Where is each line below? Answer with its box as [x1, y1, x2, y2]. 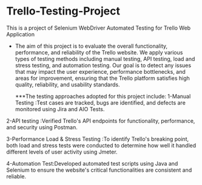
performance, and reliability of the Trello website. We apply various [15, 48, 183, 56]
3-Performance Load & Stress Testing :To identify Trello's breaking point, [6, 135, 189, 143]
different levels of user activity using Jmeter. [6, 148, 118, 155]
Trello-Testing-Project [6, 4, 120, 18]
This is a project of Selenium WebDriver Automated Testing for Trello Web [6, 24, 191, 31]
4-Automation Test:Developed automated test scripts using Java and [6, 160, 178, 167]
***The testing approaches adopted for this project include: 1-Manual [15, 92, 191, 100]
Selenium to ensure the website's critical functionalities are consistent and [6, 166, 192, 174]
